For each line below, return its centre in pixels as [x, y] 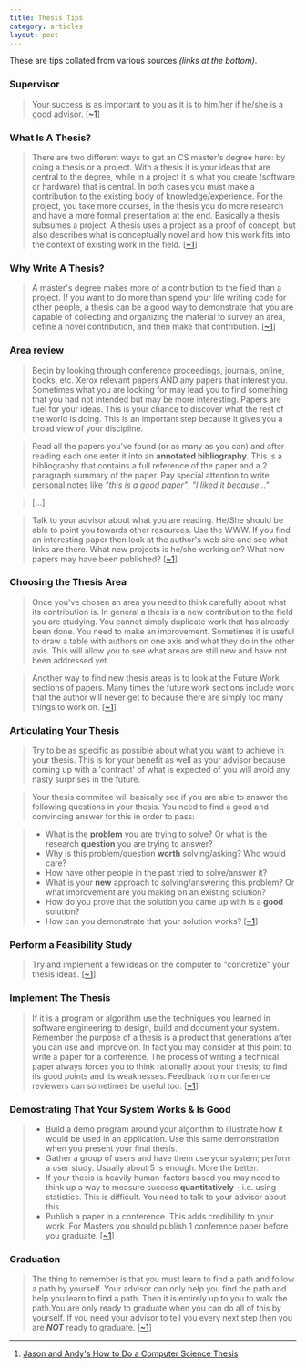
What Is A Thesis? [51, 138]
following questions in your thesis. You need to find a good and [150, 807]
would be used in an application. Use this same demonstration [162, 1139]
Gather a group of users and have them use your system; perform [169, 1158]
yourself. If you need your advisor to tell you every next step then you [162, 1318]
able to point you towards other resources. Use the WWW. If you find [161, 530]
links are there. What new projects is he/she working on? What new [158, 549]
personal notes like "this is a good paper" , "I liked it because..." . [152, 485]
